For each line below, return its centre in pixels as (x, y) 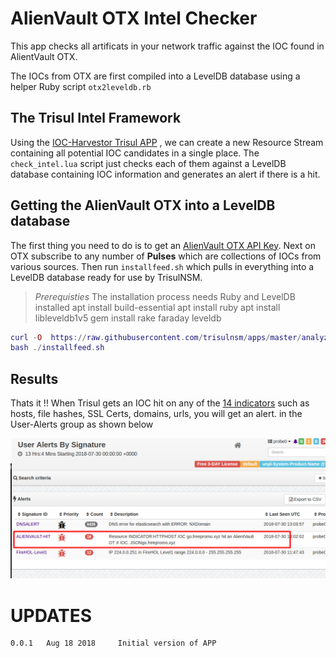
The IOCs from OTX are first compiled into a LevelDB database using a (155, 76)
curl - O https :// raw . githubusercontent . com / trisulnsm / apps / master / (156, 337)
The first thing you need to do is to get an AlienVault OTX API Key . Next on (163, 245)
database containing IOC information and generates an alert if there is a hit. (165, 174)
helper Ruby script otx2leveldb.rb (81, 86)
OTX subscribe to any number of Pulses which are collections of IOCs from (166, 256)
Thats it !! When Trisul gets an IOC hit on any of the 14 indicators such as (160, 403)
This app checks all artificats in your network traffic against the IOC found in (167, 46)
